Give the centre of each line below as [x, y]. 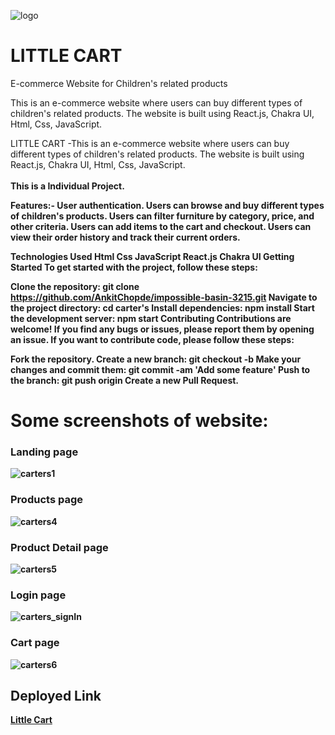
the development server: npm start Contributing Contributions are [151, 318]
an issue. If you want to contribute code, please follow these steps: [152, 339]
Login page [38, 595]
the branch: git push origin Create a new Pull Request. [125, 380]
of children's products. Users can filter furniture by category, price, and [162, 216]
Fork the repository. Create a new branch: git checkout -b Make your [156, 359]
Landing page [44, 452]
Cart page [35, 643]
